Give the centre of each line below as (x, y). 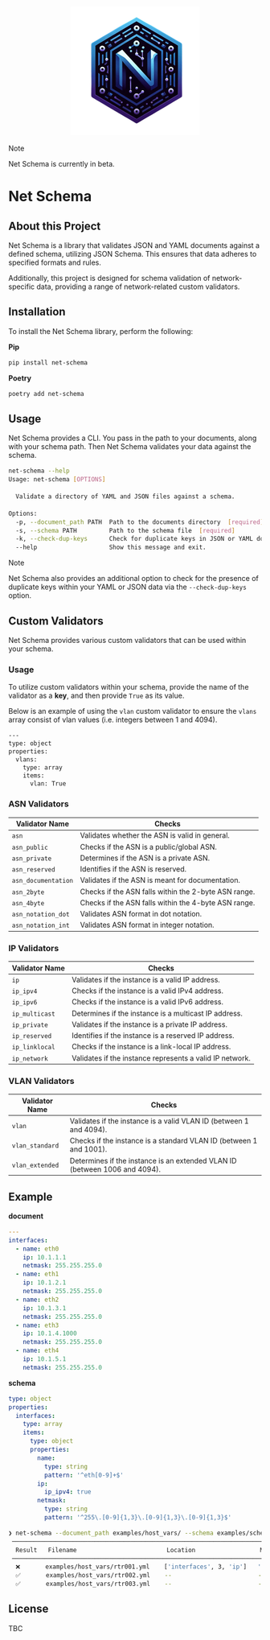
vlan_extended (35, 1166)
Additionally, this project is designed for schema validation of (109, 278)
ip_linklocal (33, 1048)
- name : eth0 (37, 1249)
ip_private (30, 1025)
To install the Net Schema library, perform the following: (101, 331)
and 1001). (88, 1149)
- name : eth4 (37, 1351)
